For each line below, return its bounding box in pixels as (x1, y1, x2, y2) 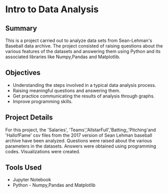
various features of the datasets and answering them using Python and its (5, 49, 161, 54)
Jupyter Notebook (12, 177, 51, 183)
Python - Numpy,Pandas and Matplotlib (12, 182, 96, 188)
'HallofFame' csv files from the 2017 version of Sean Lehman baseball (5, 132, 152, 138)
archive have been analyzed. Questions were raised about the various (5, 137, 152, 143)
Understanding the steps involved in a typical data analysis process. (12, 82, 157, 88)
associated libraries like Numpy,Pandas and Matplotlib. (5, 54, 121, 60)
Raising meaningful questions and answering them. (12, 87, 121, 93)
